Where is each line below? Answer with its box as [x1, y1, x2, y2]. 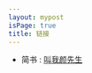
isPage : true [8, 21, 57, 30]
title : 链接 [8, 29, 50, 38]
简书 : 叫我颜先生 [20, 55, 83, 65]
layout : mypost [8, 12, 65, 22]
